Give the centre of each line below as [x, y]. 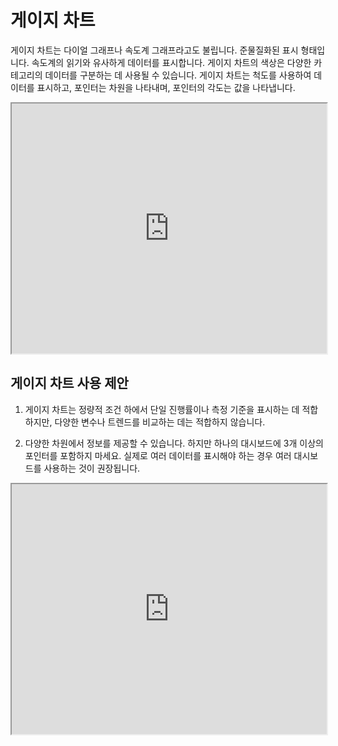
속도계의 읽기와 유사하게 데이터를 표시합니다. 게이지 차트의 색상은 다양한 [171, 62]
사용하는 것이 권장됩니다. [92, 468]
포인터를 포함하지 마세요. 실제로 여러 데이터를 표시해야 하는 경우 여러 [158, 455]
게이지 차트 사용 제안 [69, 383]
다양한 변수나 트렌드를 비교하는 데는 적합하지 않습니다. [160, 422]
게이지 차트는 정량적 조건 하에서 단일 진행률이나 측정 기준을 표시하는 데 [162, 409]
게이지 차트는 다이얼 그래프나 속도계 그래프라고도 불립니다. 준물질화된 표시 [154, 50]
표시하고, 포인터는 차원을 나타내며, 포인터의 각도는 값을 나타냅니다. [166, 87]
